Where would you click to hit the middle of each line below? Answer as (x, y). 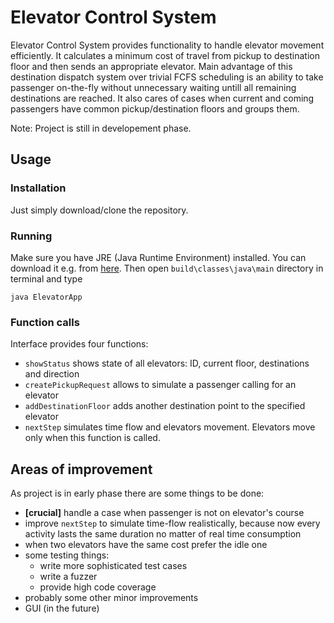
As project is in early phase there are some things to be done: (137, 493)
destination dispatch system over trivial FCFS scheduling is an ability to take (167, 77)
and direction (52, 374)
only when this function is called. (92, 438)
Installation (38, 188)
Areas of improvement (81, 469)
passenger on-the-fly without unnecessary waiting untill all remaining (153, 87)
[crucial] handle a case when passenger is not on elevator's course (164, 513)
